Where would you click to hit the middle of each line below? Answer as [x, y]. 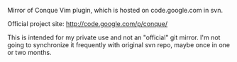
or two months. [29, 52]
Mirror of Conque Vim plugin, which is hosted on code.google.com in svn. [115, 10]
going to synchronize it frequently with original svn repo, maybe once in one [119, 45]
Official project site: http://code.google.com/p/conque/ [88, 24]
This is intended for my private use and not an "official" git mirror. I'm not [114, 37]
